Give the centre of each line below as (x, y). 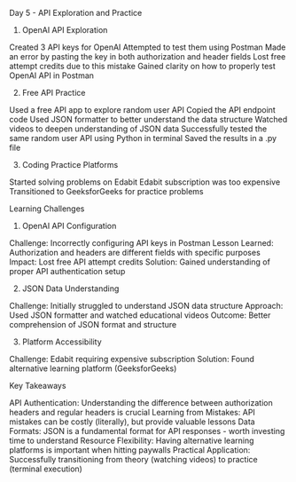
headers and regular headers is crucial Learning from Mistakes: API (132, 412)
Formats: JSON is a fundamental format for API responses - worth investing (147, 431)
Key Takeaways (38, 386)
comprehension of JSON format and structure (93, 324)
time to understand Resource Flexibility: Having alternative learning (132, 440)
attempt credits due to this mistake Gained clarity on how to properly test (143, 66)
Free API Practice (54, 93)
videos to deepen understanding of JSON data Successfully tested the (138, 129)
